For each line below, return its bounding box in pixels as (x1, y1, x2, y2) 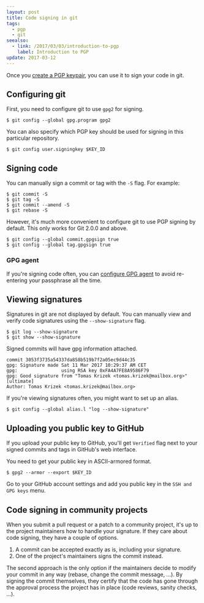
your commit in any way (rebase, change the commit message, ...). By (6, 570, 183, 578)
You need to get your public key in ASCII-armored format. (6, 458, 152, 465)
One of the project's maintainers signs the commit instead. (15, 552, 164, 559)
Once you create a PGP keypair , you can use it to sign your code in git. (6, 71, 184, 79)
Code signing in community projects (6, 504, 148, 515)
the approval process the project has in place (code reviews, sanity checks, (6, 583, 197, 591)
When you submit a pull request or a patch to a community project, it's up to (6, 521, 198, 528)
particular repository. (6, 134, 59, 142)
